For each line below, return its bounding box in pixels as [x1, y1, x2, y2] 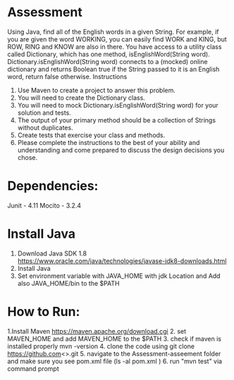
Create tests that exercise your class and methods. [17, 131, 166, 139]
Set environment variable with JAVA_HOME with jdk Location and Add [17, 272, 221, 280]
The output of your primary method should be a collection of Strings [17, 115, 216, 124]
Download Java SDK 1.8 [17, 249, 87, 258]
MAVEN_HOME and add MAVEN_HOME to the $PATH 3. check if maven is [7, 334, 222, 343]
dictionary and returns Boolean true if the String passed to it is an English [7, 65, 220, 73]
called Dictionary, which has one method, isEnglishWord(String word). [7, 50, 210, 58]
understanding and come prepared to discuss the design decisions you [17, 146, 225, 154]
